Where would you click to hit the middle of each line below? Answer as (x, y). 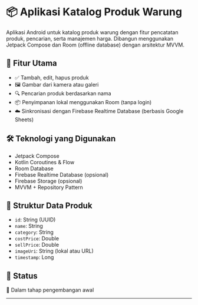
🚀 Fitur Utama (32, 63)
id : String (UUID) (35, 220)
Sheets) (24, 120)
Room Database (34, 168)
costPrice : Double (37, 238)
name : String (29, 226)
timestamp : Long (34, 257)
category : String (34, 232)
